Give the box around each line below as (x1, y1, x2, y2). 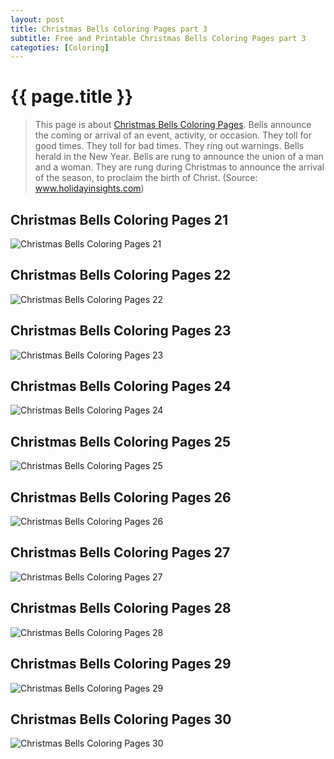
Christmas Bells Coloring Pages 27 (10, 544, 231, 561)
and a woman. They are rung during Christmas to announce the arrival (34, 161, 325, 173)
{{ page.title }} (10, 86, 134, 108)
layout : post (10, 14, 65, 25)
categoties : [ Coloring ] (10, 42, 110, 53)
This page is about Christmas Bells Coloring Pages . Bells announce (34, 119, 312, 131)
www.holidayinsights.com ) (34, 182, 145, 195)
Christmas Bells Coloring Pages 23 (10, 322, 232, 340)
